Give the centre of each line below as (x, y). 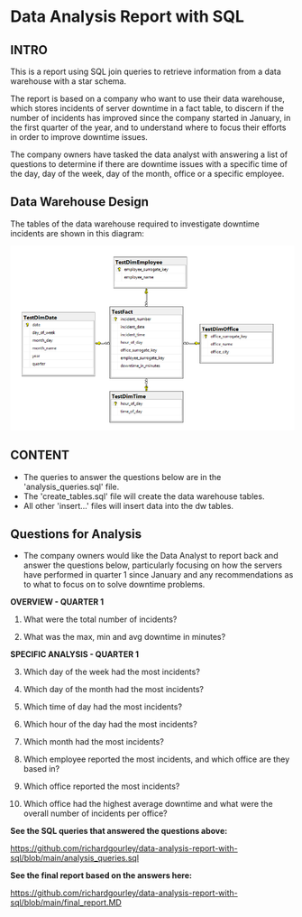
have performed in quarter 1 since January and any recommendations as (158, 575)
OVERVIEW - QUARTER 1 (57, 602)
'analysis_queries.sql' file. (71, 486)
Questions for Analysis (76, 534)
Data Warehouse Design (80, 202)
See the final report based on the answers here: (101, 875)
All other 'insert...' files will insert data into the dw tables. (128, 505)
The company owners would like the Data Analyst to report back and (151, 556)
